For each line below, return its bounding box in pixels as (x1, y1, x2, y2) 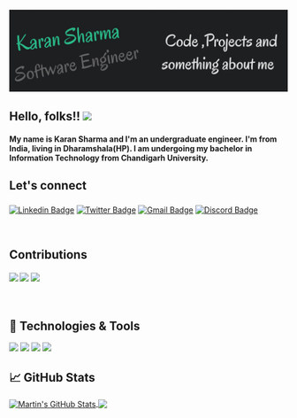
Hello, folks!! (9, 109, 81, 124)
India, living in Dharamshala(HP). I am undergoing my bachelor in (9, 143, 253, 153)
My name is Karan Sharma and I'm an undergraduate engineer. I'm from (9, 134, 278, 144)
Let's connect (9, 178, 87, 193)
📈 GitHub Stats (9, 369, 95, 385)
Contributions (9, 247, 88, 262)
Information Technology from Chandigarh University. (9, 152, 209, 163)
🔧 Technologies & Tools (9, 318, 141, 333)
